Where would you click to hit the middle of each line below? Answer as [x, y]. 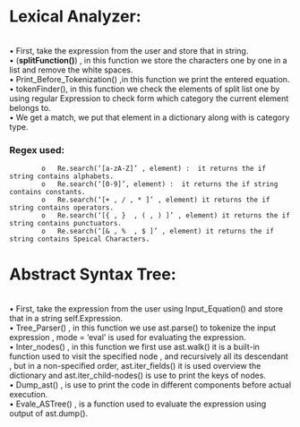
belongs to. [30, 107]
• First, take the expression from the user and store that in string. [129, 50]
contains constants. [48, 192]
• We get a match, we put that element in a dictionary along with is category [150, 117]
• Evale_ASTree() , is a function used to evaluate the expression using [138, 404]
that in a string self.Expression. [66, 319]
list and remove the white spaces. [71, 70]
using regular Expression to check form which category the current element [149, 98]
